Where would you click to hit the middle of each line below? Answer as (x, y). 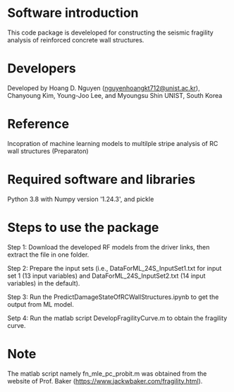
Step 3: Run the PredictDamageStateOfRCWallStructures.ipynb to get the (113, 297)
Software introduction (73, 13)
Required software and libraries (101, 179)
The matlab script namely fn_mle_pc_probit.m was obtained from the (107, 373)
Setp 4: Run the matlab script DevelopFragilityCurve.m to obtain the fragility (117, 318)
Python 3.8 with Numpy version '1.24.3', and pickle (81, 199)
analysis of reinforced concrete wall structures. (76, 39)
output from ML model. (41, 304)
